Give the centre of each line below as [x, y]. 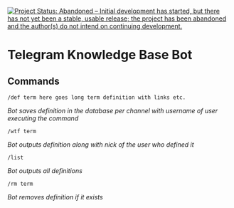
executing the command [43, 118]
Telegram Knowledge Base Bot [100, 55]
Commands [34, 81]
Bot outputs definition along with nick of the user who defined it [101, 145]
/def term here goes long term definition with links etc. [97, 98]
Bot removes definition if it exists [55, 197]
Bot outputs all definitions [45, 171]
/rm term [20, 184]
